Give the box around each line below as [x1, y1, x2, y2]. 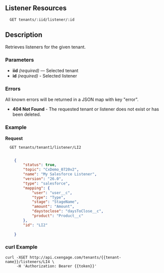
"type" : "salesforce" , [23, 181, 70, 186]
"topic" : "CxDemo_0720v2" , [23, 167, 79, 172]
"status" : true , [23, 163, 57, 168]
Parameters [5, 56, 34, 63]
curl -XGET [5, 255, 28, 260]
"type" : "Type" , [31, 195, 66, 200]
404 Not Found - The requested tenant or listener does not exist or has [12, 106, 160, 112]
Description [5, 31, 42, 39]
